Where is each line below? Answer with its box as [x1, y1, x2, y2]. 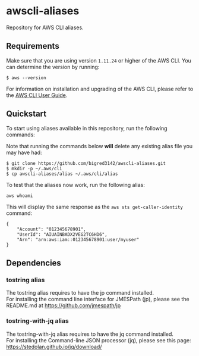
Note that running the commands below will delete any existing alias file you [6, 142, 193, 149]
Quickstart [6, 109, 47, 119]
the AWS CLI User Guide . [6, 91, 68, 99]
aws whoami [6, 192, 33, 199]
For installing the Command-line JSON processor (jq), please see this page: [6, 336, 191, 343]
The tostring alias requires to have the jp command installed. [6, 289, 154, 296]
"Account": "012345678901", [17, 226, 86, 232]
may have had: [6, 149, 43, 156]
